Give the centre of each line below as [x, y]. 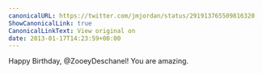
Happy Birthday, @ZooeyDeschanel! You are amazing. [98, 61]
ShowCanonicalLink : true [50, 23]
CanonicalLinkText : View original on [72, 31]
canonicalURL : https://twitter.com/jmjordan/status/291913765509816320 [131, 16]
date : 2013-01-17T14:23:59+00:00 [65, 38]
